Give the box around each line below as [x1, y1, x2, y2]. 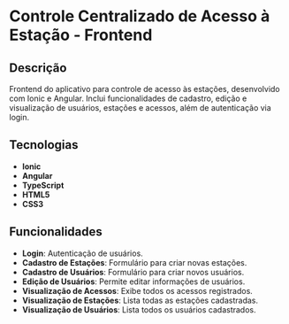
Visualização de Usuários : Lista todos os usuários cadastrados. [21, 304, 256, 315]
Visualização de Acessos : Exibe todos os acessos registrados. [21, 285, 254, 296]
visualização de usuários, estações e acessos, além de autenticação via [9, 103, 271, 112]
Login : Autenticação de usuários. [21, 248, 143, 258]
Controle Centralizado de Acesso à [9, 6, 270, 27]
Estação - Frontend [9, 25, 153, 45]
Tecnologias [9, 137, 79, 152]
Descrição [9, 60, 67, 75]
